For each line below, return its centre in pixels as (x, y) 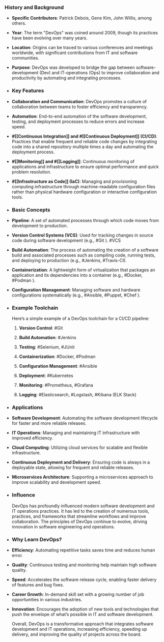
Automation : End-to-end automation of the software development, (79, 116)
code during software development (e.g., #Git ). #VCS (66, 240)
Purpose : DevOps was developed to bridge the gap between (73, 67)
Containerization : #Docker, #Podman (57, 357)
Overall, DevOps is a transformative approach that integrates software (82, 624)
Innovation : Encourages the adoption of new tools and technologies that (85, 609)
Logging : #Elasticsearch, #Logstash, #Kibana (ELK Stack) (78, 395)
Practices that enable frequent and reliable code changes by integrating (84, 141)
